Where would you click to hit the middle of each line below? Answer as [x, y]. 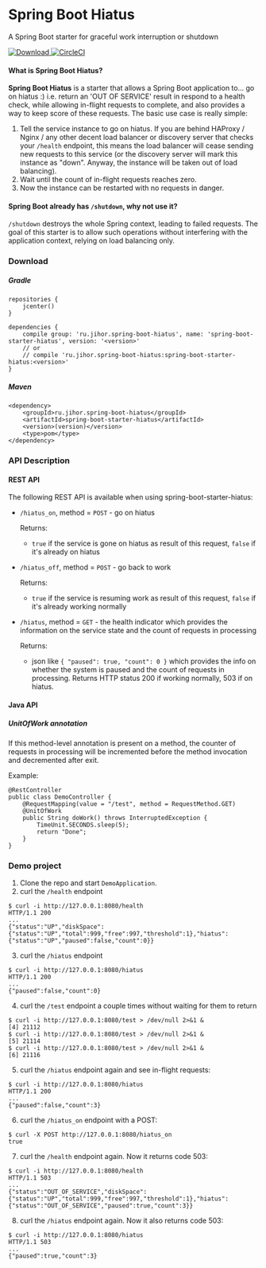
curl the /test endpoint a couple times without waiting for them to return [138, 1006]
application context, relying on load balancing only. [92, 241]
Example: [23, 775]
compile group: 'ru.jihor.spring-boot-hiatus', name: [113, 335]
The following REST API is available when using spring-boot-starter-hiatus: [131, 497]
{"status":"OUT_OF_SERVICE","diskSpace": [78, 1192]
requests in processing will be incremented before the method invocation [128, 751]
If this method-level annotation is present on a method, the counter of [122, 743]
